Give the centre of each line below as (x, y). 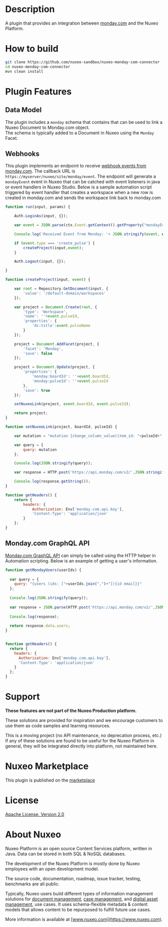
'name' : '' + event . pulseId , (51, 316)
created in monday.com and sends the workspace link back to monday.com (83, 198)
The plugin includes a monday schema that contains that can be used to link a (84, 122)
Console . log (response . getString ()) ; (52, 482)
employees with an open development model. (52, 869)
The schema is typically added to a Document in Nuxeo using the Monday (79, 133)
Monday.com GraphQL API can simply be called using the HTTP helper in (80, 555)
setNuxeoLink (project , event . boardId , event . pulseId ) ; (72, 404)
